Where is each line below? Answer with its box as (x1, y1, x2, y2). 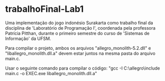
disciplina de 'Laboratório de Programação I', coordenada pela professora (5, 25, 156, 31)
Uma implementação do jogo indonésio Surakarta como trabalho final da (5, 20, 154, 26)
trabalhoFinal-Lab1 (5, 3, 84, 15)
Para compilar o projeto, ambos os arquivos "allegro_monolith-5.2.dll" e (5, 45, 151, 51)
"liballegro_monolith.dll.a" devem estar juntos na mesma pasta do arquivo (5, 50, 156, 56)
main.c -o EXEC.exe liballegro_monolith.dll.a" (5, 70, 98, 76)
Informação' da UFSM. (5, 36, 51, 41)
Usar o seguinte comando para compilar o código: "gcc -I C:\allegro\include (5, 65, 160, 71)
